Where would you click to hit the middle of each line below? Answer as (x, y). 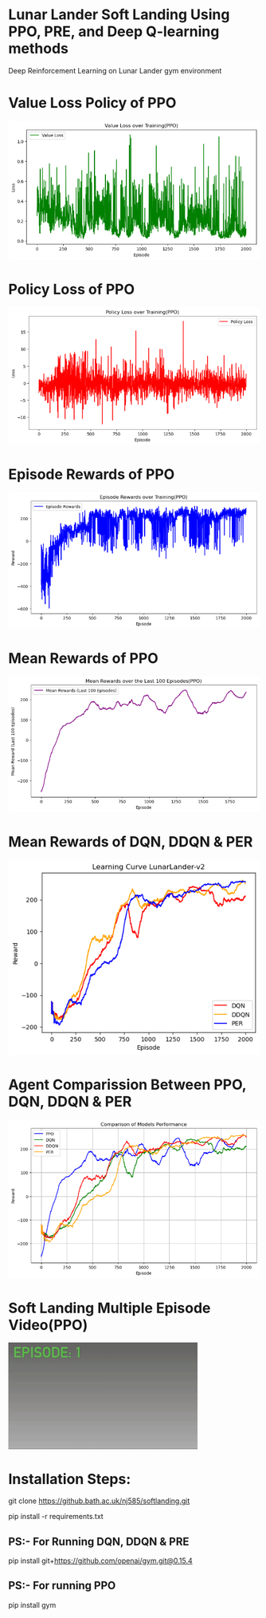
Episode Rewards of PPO (92, 474)
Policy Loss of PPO (72, 289)
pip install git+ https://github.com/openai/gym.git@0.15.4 (100, 1561)
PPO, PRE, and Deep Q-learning (114, 32)
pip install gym (32, 1604)
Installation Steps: (70, 1479)
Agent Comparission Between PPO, (127, 1085)
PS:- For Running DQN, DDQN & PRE (99, 1541)
